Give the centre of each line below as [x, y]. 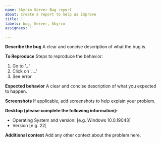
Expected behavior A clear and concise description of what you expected [81, 86]
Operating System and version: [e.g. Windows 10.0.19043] [72, 120]
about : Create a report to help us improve [51, 14]
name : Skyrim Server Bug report [38, 10]
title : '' [15, 19]
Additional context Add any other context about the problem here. [73, 135]
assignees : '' [20, 28]
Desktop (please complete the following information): [61, 111]
